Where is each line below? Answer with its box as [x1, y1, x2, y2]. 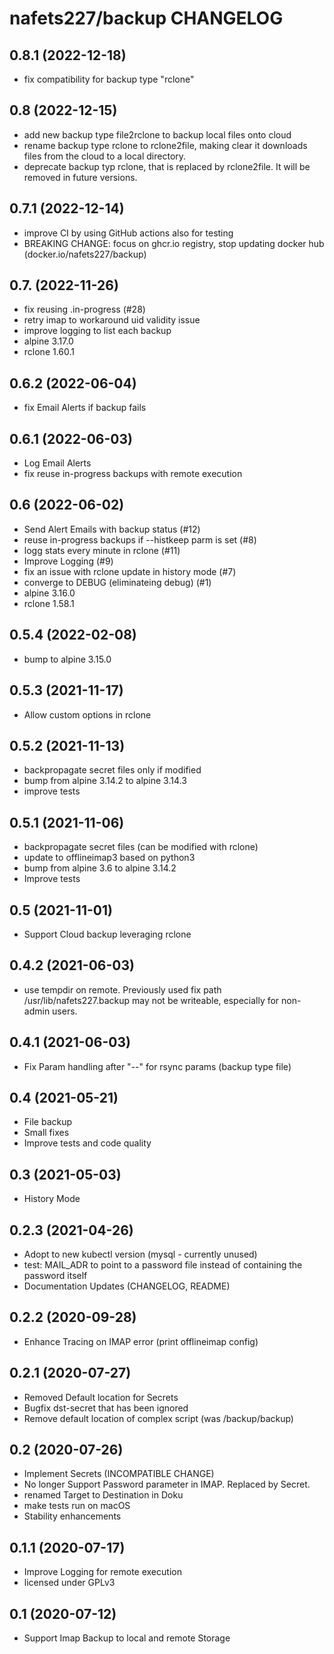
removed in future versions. [23, 171, 138, 183]
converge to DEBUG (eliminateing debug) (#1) [23, 576, 212, 588]
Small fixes [23, 1127, 70, 1139]
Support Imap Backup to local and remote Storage [23, 1632, 231, 1644]
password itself [23, 1270, 88, 1281]
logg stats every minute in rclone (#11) [23, 544, 181, 556]
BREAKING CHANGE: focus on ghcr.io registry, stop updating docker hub [23, 237, 325, 249]
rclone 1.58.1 [23, 597, 75, 609]
